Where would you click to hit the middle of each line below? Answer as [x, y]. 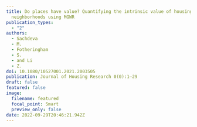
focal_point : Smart [35, 104]
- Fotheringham [30, 50]
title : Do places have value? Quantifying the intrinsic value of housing [99, 11]
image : [14, 93]
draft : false [22, 83]
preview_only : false [36, 109]
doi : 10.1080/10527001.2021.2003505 [51, 71]
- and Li [22, 60]
